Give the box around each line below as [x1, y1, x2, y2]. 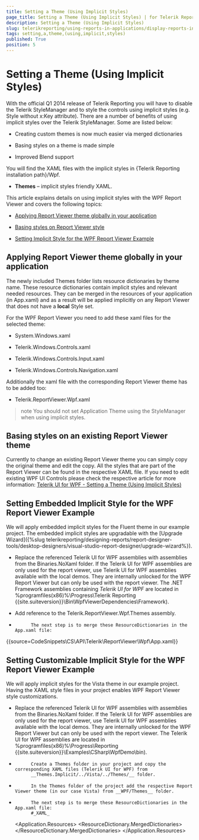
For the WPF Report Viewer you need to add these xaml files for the [6, 314, 171, 321]
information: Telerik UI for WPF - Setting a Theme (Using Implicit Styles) [6, 481, 182, 488]
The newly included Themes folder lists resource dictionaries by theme [6, 277, 179, 284]
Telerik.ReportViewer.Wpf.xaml [14, 396, 91, 403]
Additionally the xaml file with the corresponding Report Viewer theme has [6, 378, 188, 385]
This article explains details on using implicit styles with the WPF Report [6, 194, 182, 201]
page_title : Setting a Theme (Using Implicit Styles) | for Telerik [6, 14, 179, 20]
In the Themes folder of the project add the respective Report [30, 783, 193, 789]
